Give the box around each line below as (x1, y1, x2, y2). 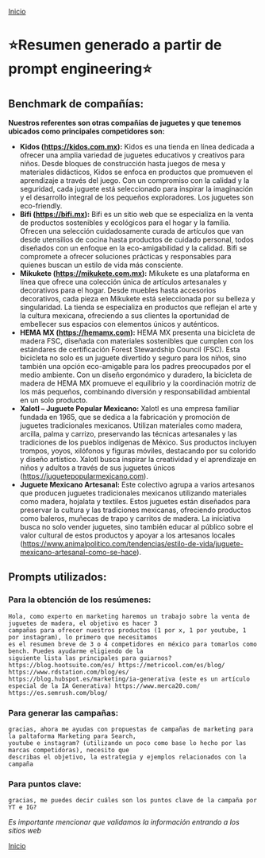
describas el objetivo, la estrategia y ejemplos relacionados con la (8, 753, 247, 761)
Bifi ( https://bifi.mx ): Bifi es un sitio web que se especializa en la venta (19, 210, 254, 219)
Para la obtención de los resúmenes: (8, 594, 152, 605)
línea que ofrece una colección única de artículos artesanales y (19, 278, 228, 286)
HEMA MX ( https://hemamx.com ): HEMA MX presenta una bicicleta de (19, 328, 255, 337)
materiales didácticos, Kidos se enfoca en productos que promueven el (19, 167, 253, 177)
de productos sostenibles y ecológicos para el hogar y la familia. (19, 218, 231, 227)
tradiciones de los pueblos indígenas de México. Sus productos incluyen (19, 437, 257, 447)
